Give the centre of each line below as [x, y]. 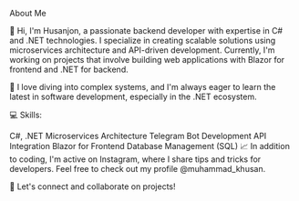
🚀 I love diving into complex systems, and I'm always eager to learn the [143, 87]
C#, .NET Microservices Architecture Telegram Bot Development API [138, 136]
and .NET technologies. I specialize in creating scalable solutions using [143, 40]
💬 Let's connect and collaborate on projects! [93, 186]
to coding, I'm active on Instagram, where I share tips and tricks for [135, 159]
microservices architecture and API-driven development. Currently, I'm [142, 50]
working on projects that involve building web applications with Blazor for [147, 60]
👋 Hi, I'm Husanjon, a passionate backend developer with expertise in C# [146, 30]
